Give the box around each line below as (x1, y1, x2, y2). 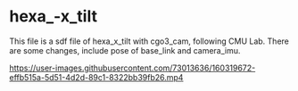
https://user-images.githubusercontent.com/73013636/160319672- (9, 62, 256, 73)
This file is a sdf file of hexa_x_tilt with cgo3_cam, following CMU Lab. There (9, 36, 290, 46)
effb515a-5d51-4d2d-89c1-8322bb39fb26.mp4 (9, 71, 184, 82)
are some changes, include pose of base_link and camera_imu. (9, 45, 241, 55)
